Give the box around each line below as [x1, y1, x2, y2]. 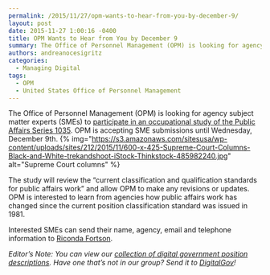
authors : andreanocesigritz [8, 49, 103, 57]
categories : [8, 57, 48, 65]
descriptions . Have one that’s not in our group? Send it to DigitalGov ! [8, 258, 236, 268]
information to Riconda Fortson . [8, 234, 113, 244]
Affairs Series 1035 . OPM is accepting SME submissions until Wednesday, [8, 125, 252, 135]
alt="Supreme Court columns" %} [8, 160, 121, 170]
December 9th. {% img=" [8, 134, 92, 144]
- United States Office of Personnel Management [15, 86, 182, 95]
